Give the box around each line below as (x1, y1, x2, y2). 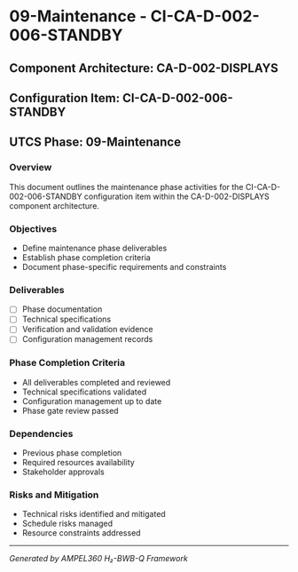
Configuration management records (21, 334, 153, 345)
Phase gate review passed (21, 405, 119, 416)
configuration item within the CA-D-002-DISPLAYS (83, 191, 270, 202)
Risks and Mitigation (9, 489, 99, 501)
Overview (9, 162, 52, 174)
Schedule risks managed (21, 518, 114, 529)
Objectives (9, 222, 58, 234)
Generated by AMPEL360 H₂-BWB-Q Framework (9, 553, 188, 564)
